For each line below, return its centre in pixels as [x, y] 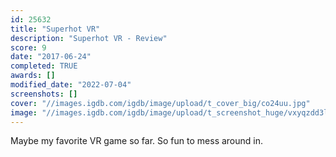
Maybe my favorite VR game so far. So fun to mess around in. [137, 141]
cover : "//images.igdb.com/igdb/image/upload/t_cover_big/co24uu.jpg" [160, 103]
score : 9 [28, 47]
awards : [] [33, 76]
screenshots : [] [44, 94]
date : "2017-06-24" [51, 57]
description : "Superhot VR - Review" [89, 38]
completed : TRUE [44, 66]
